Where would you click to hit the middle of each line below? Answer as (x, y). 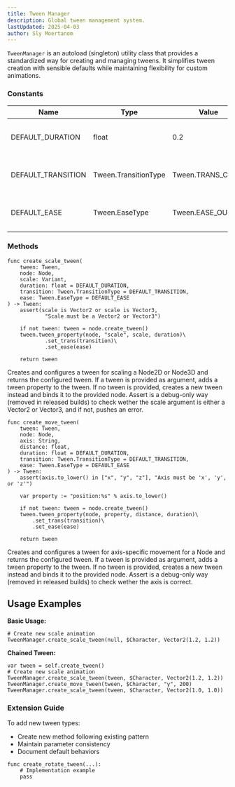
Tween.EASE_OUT (202, 213)
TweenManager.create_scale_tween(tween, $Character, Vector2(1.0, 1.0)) (115, 690)
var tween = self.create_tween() (56, 666)
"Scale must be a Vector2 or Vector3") (102, 316)
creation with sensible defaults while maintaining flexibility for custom (108, 68)
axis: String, (40, 440)
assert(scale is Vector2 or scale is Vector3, (89, 310)
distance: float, (45, 447)
